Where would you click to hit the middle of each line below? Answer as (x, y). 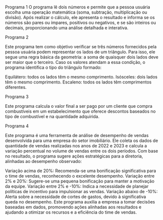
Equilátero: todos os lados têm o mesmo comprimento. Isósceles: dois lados (81, 77)
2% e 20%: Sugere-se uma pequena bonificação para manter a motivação (80, 181)
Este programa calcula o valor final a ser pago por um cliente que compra (79, 106)
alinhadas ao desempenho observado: (43, 161)
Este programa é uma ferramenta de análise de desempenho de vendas (77, 135)
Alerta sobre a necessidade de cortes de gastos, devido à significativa (76, 197)
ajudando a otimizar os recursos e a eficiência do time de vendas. (71, 212)
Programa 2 (17, 37)
